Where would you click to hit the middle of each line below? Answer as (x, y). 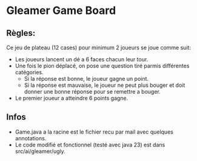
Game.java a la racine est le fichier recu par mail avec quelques (94, 132)
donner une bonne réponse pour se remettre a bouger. (92, 91)
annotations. (31, 138)
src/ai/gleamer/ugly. (40, 151)
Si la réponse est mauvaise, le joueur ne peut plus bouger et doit (105, 85)
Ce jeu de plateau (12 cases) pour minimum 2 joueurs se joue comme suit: (99, 47)
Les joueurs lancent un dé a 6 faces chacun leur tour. (82, 59)
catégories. (29, 72)
